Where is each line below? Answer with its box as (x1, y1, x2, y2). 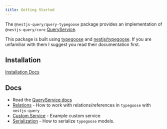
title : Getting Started (5, 7, 55, 12)
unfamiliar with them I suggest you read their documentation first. (5, 41, 140, 47)
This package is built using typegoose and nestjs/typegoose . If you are (5, 36, 151, 42)
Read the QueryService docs (12, 97, 72, 103)
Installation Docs (5, 69, 40, 75)
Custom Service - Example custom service (12, 113, 101, 119)
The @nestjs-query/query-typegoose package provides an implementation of (5, 21, 162, 27)
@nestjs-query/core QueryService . (5, 26, 76, 32)
